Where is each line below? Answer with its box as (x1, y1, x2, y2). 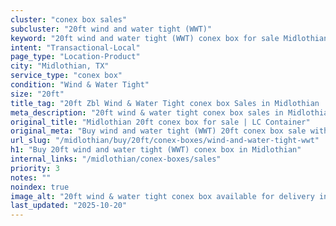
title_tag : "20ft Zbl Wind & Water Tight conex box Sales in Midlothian (10, 98, 320, 108)
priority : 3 (10, 163, 60, 173)
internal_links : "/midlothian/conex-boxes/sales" (10, 154, 222, 164)
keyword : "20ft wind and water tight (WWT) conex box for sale (10, 33, 280, 43)
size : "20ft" (10, 89, 65, 99)
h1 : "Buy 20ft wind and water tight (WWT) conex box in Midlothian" (10, 145, 302, 155)
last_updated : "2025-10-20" (10, 201, 128, 211)
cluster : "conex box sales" (10, 14, 128, 25)
